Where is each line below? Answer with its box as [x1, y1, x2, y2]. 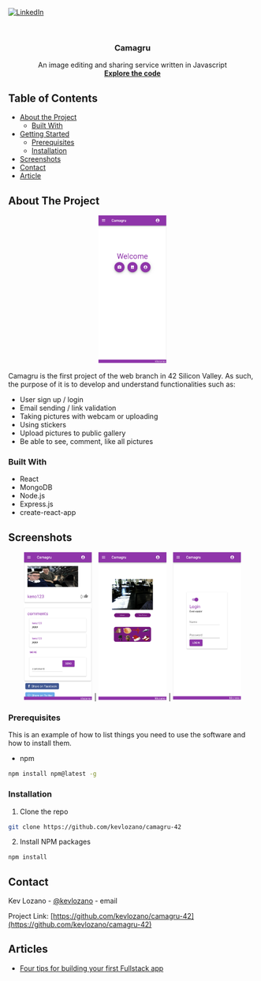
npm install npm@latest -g [8, 770, 97, 778]
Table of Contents [8, 91, 99, 105]
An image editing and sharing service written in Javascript [38, 60, 227, 70]
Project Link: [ [8, 912, 54, 921]
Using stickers [19, 420, 67, 429]
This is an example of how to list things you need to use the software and [8, 730, 246, 740]
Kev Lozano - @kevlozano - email [8, 896, 118, 906]
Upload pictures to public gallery [19, 428, 126, 438]
